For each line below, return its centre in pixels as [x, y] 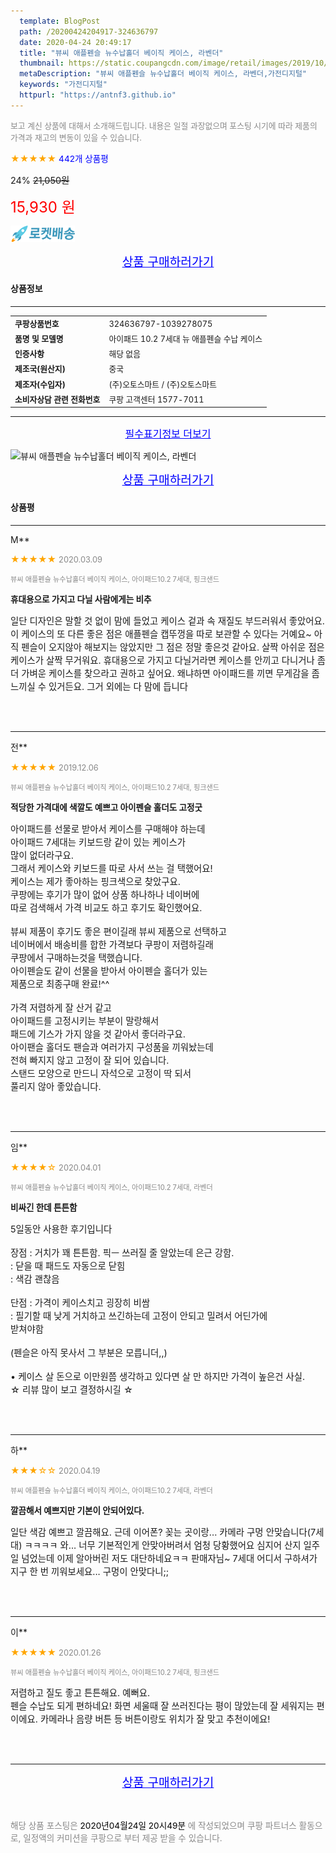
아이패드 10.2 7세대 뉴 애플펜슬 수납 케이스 [185, 338]
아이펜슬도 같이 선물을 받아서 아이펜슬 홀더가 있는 [109, 971]
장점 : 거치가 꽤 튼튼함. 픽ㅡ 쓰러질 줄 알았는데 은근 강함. [122, 1252]
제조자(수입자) [40, 384]
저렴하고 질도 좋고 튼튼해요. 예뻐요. [80, 1692]
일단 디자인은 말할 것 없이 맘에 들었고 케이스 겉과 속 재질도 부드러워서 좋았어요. [167, 621]
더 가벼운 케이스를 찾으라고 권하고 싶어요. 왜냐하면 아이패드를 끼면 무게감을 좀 [165, 673]
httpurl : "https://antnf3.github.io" [98, 95]
